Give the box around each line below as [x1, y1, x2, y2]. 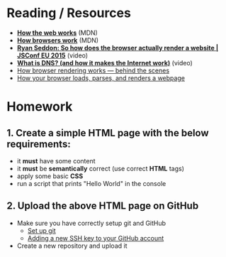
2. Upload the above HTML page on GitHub [6, 200, 199, 212]
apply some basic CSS [16, 172, 84, 180]
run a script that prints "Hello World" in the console [16, 179, 166, 187]
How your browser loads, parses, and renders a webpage [16, 73, 186, 82]
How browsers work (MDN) [16, 35, 99, 44]
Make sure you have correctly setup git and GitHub [16, 219, 166, 227]
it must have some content [16, 156, 96, 165]
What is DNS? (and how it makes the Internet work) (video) [16, 58, 193, 67]
